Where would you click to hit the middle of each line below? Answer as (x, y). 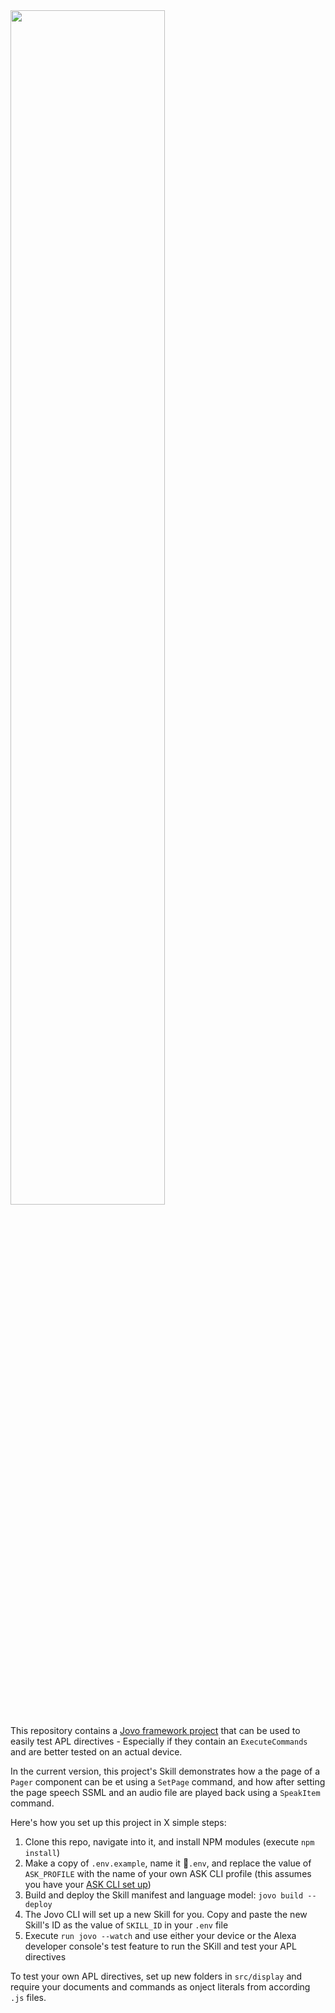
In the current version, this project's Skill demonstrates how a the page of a (165, 1771)
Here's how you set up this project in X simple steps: (118, 1822)
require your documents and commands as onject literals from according (160, 1987)
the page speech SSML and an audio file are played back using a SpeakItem (165, 1792)
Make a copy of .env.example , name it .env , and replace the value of (168, 1863)
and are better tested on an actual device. (96, 1752)
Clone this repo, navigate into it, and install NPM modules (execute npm (169, 1842)
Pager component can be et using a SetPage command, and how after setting (168, 1782)
